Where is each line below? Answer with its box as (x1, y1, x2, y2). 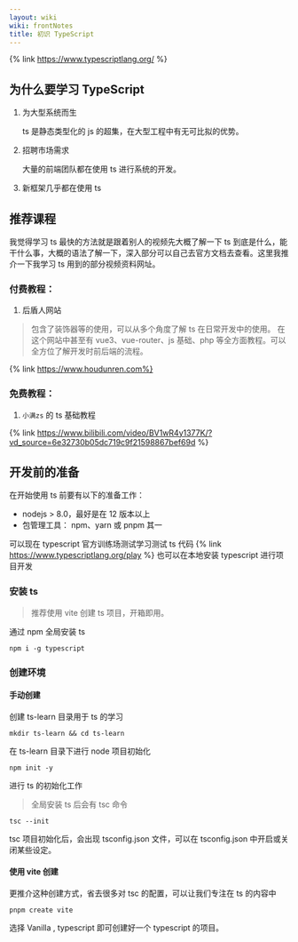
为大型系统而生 (21, 108, 77, 118)
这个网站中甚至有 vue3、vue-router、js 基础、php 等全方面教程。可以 (30, 335, 286, 346)
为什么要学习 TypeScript (9, 82, 145, 97)
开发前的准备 (9, 464, 80, 480)
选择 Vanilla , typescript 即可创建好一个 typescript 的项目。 (9, 922, 224, 933)
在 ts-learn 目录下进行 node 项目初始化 (9, 746, 151, 756)
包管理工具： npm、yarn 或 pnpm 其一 (21, 520, 162, 531)
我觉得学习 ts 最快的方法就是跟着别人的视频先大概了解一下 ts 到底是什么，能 (9, 236, 288, 247)
